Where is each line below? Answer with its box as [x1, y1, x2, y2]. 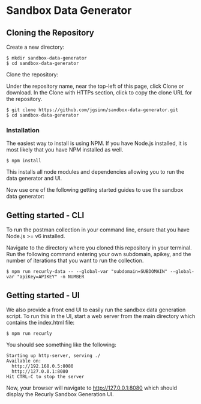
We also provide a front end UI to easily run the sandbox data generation [6, 306, 186, 313]
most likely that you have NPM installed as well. [6, 146, 124, 153]
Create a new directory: [6, 43, 65, 50]
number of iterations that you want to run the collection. [6, 257, 144, 265]
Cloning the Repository [6, 28, 94, 38]
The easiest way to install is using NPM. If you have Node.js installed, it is [6, 139, 187, 147]
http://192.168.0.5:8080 [11, 363, 74, 369]
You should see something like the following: [6, 341, 117, 348]
